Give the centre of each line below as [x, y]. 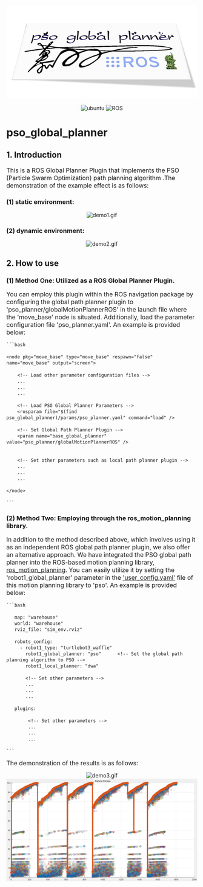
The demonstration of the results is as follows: [72, 764]
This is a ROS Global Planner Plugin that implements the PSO [93, 170]
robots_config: [33, 642]
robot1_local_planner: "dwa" [62, 666]
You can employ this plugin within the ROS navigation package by [100, 294]
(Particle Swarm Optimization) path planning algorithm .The [91, 178]
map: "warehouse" [36, 617]
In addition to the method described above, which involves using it [101, 540]
